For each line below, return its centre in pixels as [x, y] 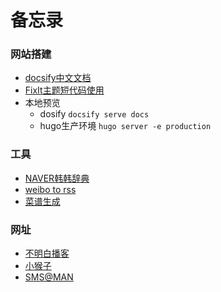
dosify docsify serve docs [94, 114]
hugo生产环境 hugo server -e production [125, 126]
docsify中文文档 [58, 78]
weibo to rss [50, 189]
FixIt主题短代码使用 [64, 90]
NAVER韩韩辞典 [57, 178]
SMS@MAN [49, 277]
